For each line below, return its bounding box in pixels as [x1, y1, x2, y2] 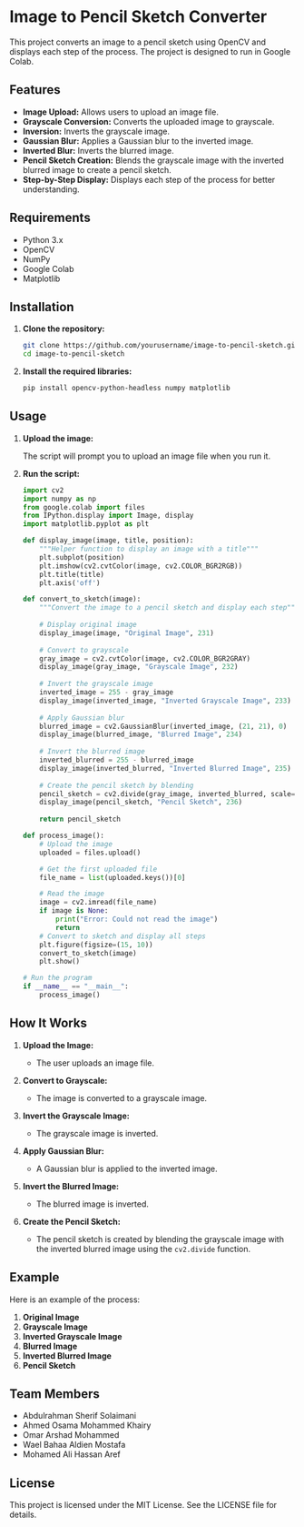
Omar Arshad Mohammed [22, 1430, 120, 1441]
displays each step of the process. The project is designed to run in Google [9, 46, 291, 56]
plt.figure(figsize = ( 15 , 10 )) [39, 940, 153, 949]
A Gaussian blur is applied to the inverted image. [35, 1163, 218, 1174]
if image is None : [39, 906, 109, 915]
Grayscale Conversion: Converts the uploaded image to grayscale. [22, 116, 275, 126]
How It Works [9, 1016, 88, 1031]
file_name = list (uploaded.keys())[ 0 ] [39, 873, 186, 882]
